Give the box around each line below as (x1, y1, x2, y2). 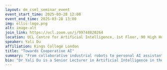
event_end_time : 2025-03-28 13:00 (5, 16, 77, 21)
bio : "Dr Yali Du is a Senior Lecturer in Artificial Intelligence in (5, 58, 155, 63)
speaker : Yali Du (5, 39, 41, 44)
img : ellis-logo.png (5, 21, 48, 26)
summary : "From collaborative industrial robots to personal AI (5, 53, 141, 58)
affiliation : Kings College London (5, 44, 79, 49)
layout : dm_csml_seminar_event (5, 7, 70, 12)
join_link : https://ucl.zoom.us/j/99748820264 (5, 30, 103, 35)
